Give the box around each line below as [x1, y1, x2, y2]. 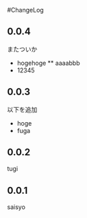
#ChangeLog [7, 6, 45, 14]
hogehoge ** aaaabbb [16, 59, 80, 67]
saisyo [7, 203, 26, 211]
